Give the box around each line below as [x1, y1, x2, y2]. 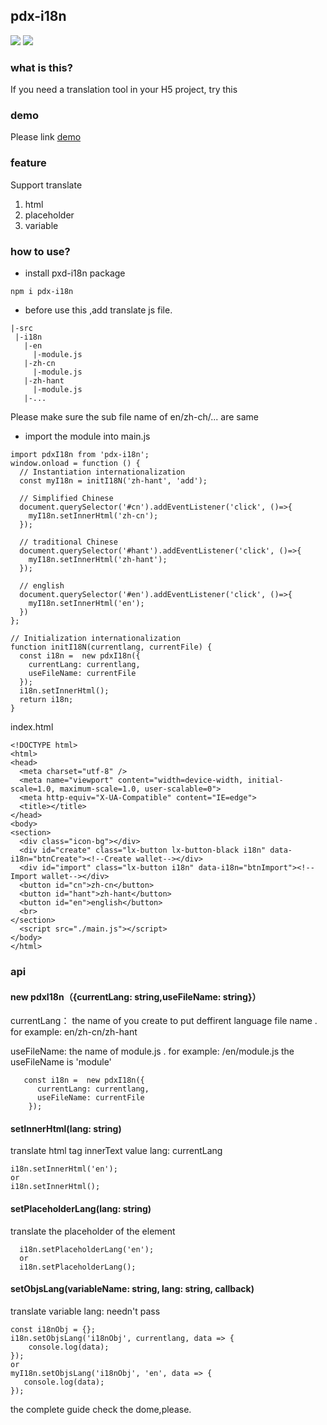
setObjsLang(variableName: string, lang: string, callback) [10, 1283, 255, 1295]
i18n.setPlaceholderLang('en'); [19, 1244, 155, 1254]
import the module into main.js [24, 430, 151, 442]
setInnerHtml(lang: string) [10, 1122, 122, 1134]
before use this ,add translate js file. [24, 304, 173, 316]
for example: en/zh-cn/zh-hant [10, 1026, 138, 1038]
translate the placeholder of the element [10, 1225, 176, 1237]
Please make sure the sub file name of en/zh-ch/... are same [10, 411, 259, 423]
